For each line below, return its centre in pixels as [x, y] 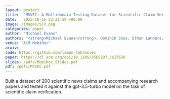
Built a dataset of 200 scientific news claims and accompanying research [82, 81]
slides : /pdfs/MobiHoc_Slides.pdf [42, 62]
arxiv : [12, 48]
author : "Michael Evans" [31, 34]
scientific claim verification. [34, 92]
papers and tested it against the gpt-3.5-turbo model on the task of [75, 86]
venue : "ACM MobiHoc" [28, 43]
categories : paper [25, 29]
